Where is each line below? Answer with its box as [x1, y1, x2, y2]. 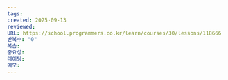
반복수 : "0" [7, 36, 37, 43]
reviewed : [7, 23, 36, 30]
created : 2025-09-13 [7, 17, 67, 24]
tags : [7, 10, 23, 17]
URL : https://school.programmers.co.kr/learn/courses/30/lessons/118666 [7, 29, 222, 37]
